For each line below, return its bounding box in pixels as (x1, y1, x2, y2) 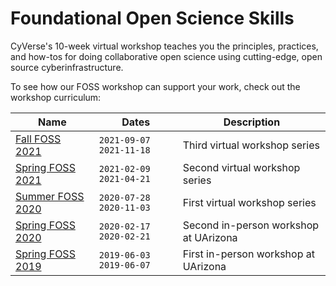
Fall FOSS (15, 132, 62, 146)
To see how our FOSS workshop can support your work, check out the (10, 80, 301, 92)
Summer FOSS (15, 189, 85, 203)
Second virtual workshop (182, 160, 301, 174)
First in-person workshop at (182, 247, 315, 261)
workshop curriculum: (10, 91, 102, 103)
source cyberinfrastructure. (10, 61, 124, 73)
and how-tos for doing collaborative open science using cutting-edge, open (10, 50, 323, 62)
